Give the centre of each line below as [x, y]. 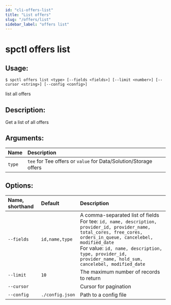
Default [50, 203]
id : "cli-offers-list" [29, 10]
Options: [19, 186]
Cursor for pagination [106, 286]
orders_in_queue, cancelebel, [117, 237]
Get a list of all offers [27, 122]
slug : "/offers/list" [28, 19]
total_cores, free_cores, [111, 232]
